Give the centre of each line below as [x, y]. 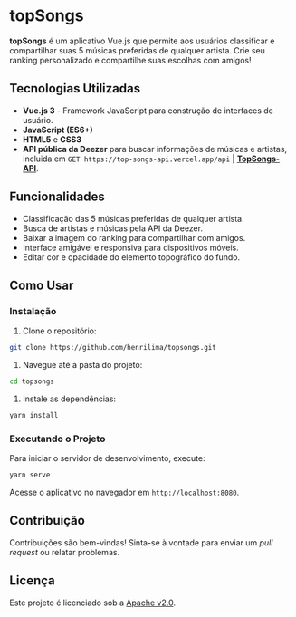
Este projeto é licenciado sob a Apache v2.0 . [93, 603]
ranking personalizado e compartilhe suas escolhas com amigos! [130, 60]
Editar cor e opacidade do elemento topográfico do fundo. [131, 257]
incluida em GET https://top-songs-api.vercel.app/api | [129, 159]
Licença [33, 581]
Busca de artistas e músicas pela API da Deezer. [113, 228]
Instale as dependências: [69, 399]
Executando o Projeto [57, 439]
